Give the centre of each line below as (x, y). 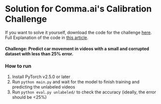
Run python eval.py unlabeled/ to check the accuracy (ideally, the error (84, 92)
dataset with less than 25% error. (39, 53)
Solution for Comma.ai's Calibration (78, 9)
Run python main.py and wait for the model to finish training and (76, 82)
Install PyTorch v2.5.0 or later (41, 77)
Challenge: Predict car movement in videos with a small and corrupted (77, 49)
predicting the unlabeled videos (44, 87)
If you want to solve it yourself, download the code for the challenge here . (79, 32)
